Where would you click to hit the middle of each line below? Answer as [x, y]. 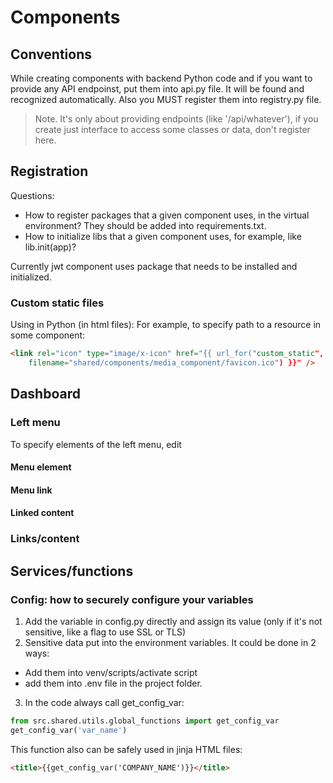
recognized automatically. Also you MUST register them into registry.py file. [166, 99]
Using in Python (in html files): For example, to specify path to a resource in [166, 325]
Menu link [31, 490]
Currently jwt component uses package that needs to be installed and [154, 266]
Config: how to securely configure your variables [132, 599]
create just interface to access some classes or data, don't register [172, 129]
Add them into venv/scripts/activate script [111, 672]
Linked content [42, 513]
